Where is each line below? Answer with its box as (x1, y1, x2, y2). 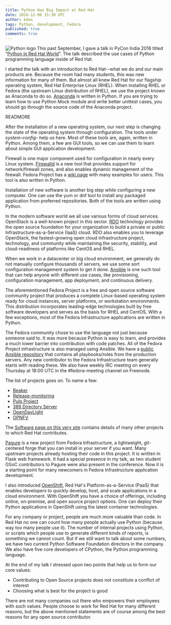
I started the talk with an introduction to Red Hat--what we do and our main (5, 66, 163, 72)
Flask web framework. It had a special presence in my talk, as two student (5, 456, 161, 462)
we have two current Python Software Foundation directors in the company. (5, 541, 165, 547)
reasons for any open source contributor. (5, 614, 92, 620)
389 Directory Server (12, 404, 58, 410)
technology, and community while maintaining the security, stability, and (5, 241, 157, 246)
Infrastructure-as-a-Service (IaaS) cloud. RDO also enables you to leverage (5, 229, 164, 235)
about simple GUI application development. (5, 146, 96, 151)
